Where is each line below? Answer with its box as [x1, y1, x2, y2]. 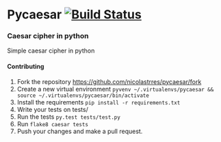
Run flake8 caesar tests [16, 119, 89, 128]
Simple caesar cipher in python [7, 46, 95, 55]
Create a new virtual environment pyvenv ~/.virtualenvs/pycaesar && [16, 85, 214, 93]
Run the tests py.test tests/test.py [16, 113, 121, 121]
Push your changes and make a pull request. [16, 127, 143, 135]
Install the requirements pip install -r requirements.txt [16, 98, 181, 106]
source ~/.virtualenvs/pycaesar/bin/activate [16, 92, 149, 99]
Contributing [7, 62, 44, 71]
